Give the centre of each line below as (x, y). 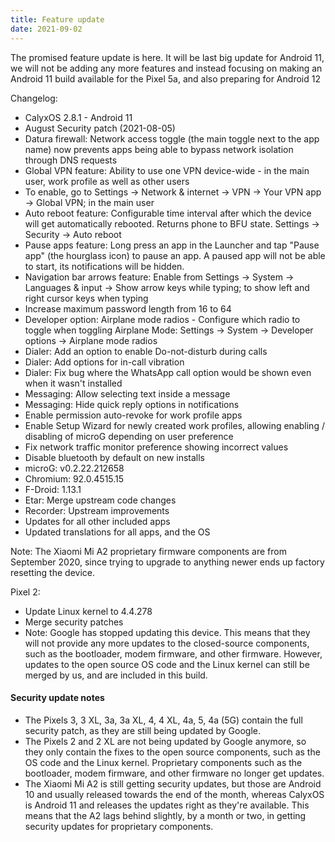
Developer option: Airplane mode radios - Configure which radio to (162, 319)
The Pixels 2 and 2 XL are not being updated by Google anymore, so (165, 741)
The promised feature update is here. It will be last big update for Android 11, (167, 57)
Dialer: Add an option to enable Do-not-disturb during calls (146, 351)
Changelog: (34, 98)
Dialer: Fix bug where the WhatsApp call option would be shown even (168, 372)
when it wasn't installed (73, 383)
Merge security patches (74, 622)
